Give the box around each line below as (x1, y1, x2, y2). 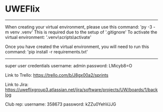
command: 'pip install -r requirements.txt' (5, 48, 88, 54)
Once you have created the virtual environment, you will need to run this (5, 44, 149, 49)
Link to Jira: (5, 81, 29, 87)
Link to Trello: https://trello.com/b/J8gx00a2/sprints (5, 72, 109, 78)
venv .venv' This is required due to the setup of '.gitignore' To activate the (10, 29, 158, 35)
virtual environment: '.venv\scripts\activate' (5, 34, 92, 40)
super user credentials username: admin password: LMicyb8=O (5, 63, 132, 68)
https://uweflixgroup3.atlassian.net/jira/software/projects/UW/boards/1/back (5, 86, 158, 93)
